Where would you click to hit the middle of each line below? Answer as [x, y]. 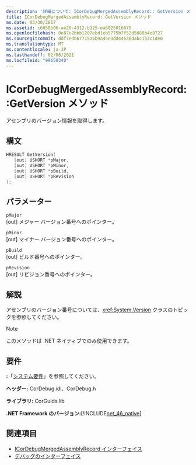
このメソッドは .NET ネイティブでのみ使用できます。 [69, 341]
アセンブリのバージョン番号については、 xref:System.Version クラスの [90, 310]
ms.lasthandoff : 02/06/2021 [40, 55]
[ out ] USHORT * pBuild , [41, 171]
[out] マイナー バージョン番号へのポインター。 [62, 240]
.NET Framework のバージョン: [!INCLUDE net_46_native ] [74, 413]
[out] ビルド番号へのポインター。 [46, 257]
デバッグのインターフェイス [48, 456]
